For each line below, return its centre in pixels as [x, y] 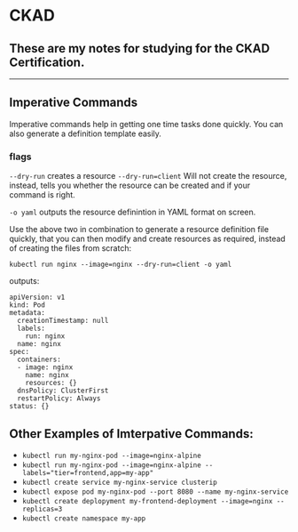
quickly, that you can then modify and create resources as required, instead [147, 239]
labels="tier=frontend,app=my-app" [88, 472]
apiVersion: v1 [37, 298]
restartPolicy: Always [59, 399]
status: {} [29, 407]
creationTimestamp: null [63, 321]
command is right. [42, 195]
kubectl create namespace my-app [84, 518]
